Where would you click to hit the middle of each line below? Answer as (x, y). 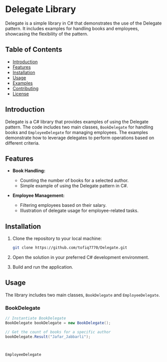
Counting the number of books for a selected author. (74, 180)
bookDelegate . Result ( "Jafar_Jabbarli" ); (48, 337)
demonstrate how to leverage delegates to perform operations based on (80, 138)
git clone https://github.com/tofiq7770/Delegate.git (70, 248)
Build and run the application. (43, 267)
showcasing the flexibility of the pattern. (47, 34)
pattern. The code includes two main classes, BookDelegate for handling (79, 127)
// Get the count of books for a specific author (58, 332)
